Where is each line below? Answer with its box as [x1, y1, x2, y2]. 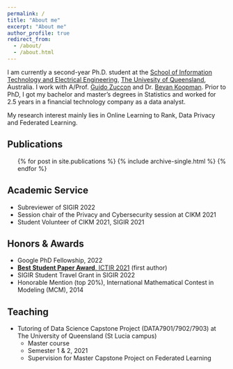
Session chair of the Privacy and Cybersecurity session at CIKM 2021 [17, 210, 217, 219]
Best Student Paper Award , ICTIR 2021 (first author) [17, 263, 168, 272]
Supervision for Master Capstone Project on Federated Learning [27, 354, 212, 362]
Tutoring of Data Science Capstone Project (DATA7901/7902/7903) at [17, 325, 217, 333]
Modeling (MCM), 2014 [17, 286, 83, 294]
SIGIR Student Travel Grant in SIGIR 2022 [17, 271, 136, 279]
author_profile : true [7, 29, 70, 37]
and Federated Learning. [7, 118, 78, 126]
